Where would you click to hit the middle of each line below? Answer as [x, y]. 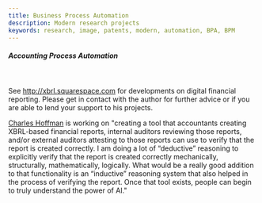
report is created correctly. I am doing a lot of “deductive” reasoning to [123, 148]
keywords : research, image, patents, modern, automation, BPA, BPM [122, 30]
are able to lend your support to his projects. [80, 108]
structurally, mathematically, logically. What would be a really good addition [131, 165]
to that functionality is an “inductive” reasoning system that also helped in [128, 174]
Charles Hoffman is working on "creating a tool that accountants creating [127, 123]
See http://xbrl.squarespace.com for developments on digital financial [122, 91]
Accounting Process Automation [63, 56]
